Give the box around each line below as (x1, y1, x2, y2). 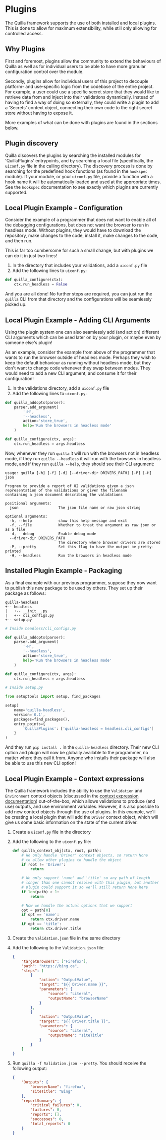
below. (5, 125, 19, 131)
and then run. (5, 238, 33, 244)
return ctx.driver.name (30, 917, 79, 922)
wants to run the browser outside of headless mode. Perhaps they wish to (5, 354, 156, 360)
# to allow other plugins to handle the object (21, 857, 121, 862)
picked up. (5, 301, 27, 307)
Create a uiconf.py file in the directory (12, 829, 91, 835)
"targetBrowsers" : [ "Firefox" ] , (21, 959, 88, 964)
